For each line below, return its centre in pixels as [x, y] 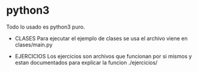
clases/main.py [34, 45]
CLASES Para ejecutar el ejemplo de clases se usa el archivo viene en [101, 38]
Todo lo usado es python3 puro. [46, 27]
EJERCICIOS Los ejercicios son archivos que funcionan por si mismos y [103, 56]
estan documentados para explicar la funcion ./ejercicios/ [86, 62]
